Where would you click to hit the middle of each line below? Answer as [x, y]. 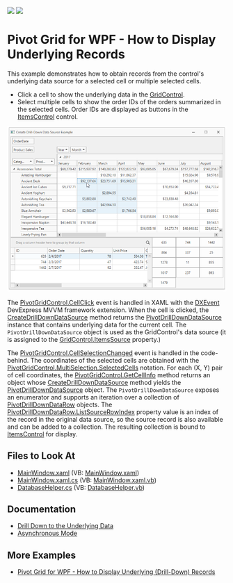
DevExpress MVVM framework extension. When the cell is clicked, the [108, 310]
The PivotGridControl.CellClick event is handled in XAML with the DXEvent [113, 302]
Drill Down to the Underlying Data [65, 526]
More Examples [42, 555]
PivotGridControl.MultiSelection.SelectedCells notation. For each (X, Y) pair [115, 368]
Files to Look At [41, 456]
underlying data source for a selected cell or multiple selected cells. [104, 81]
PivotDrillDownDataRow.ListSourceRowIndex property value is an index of [113, 412]
